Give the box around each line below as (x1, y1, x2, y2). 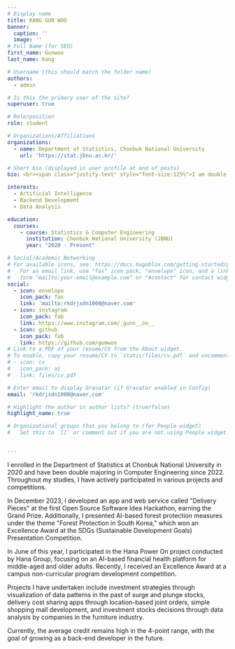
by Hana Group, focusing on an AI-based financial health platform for (7, 554, 207, 563)
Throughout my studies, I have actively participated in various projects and (7, 475, 223, 484)
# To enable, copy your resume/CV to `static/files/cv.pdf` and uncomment (7, 352, 230, 359)
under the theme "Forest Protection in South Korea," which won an (7, 519, 199, 527)
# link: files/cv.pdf (7, 372, 77, 379)
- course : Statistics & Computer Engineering (20, 229, 155, 236)
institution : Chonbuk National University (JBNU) (25, 235, 173, 242)
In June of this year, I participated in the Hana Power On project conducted (7, 547, 223, 555)
